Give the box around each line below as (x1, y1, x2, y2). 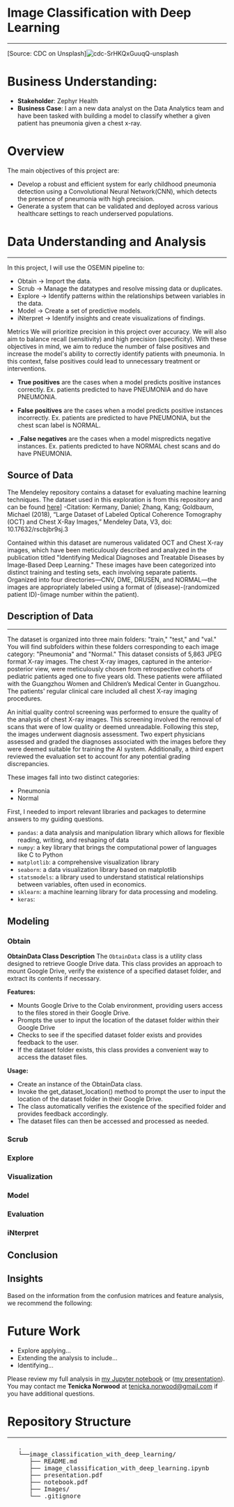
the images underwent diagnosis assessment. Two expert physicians (7, 730, 205, 739)
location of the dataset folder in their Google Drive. (17, 1095, 164, 1103)
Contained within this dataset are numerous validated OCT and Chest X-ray (7, 538, 224, 547)
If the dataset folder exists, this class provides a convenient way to (17, 1046, 209, 1054)
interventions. (7, 364, 47, 373)
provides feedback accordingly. (17, 1109, 109, 1118)
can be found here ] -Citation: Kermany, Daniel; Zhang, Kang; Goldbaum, (7, 503, 214, 511)
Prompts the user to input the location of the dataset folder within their (17, 1016, 219, 1024)
